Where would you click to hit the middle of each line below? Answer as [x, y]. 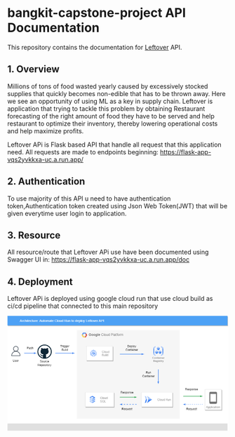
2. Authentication [46, 181]
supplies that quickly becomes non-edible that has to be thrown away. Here [116, 93]
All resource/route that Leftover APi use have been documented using [108, 252]
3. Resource [34, 235]
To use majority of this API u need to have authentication [89, 199]
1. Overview [33, 69]
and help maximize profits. [46, 130]
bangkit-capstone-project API [96, 13]
